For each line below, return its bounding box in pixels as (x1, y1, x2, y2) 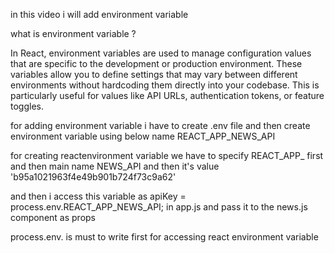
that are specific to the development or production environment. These (10, 58, 303, 69)
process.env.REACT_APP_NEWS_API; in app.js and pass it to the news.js (10, 201, 308, 213)
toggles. (10, 100, 44, 112)
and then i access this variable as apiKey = (10, 190, 187, 202)
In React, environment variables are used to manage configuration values (10, 47, 312, 59)
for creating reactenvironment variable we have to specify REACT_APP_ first (10, 150, 324, 161)
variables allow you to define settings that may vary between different (10, 69, 298, 80)
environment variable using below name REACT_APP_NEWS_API (10, 130, 276, 142)
